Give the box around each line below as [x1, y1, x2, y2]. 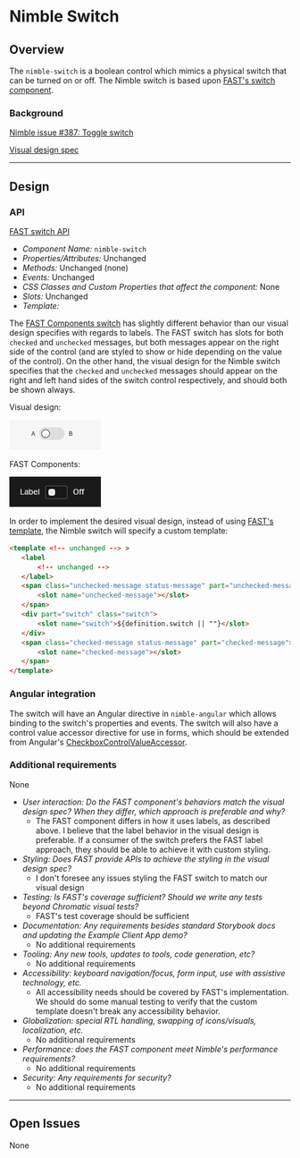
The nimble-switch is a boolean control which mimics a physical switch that [9, 65, 287, 76]
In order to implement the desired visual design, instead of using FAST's [9, 515, 274, 526]
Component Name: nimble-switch [21, 243, 147, 254]
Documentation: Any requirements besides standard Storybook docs [21, 920, 276, 931]
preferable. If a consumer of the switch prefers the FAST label [35, 834, 263, 845]
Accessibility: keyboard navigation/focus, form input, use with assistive [21, 967, 286, 978]
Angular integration [9, 687, 96, 700]
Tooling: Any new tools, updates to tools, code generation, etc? [21, 949, 255, 959]
